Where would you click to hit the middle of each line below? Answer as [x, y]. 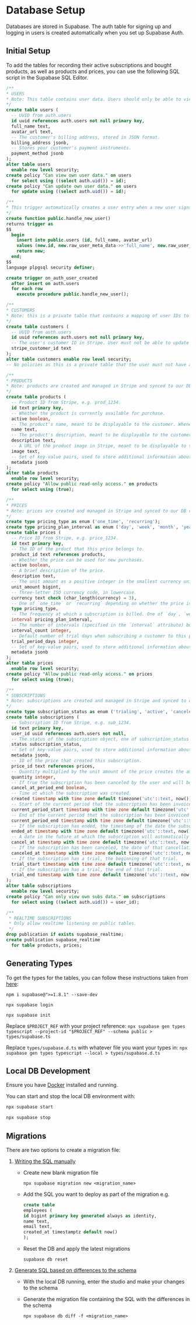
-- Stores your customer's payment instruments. [71, 148]
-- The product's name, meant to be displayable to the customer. [94, 424]
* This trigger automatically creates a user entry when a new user [91, 208]
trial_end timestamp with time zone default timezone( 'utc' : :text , [95, 875]
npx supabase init [28, 1015]
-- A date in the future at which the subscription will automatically [100, 837]
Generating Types [39, 964]
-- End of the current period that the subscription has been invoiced [100, 815]
